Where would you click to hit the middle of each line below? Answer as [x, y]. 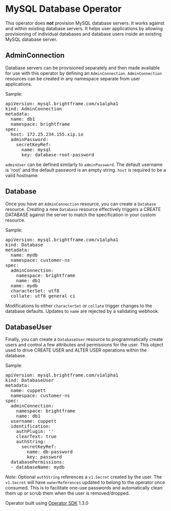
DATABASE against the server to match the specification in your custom [81, 215]
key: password [44, 457]
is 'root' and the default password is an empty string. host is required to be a [86, 170]
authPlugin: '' [35, 432]
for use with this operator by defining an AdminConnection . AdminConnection [84, 73]
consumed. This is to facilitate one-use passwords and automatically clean [84, 488]
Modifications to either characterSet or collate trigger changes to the [79, 306]
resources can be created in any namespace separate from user [73, 78]
